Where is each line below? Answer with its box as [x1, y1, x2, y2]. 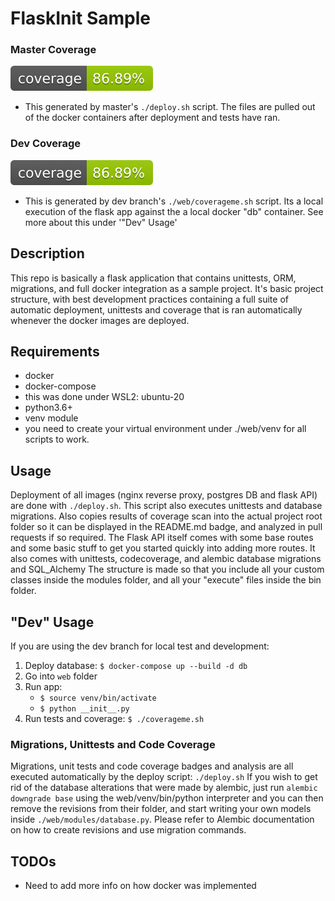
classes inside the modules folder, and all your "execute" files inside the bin [10, 574, 322, 586]
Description [10, 245, 85, 262]
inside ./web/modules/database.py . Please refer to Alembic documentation [10, 813, 315, 826]
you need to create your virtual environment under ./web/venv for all [24, 423, 307, 435]
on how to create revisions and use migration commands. [10, 824, 247, 836]
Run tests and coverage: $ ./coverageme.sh [24, 713, 205, 725]
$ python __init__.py [39, 704, 130, 714]
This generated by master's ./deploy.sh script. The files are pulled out [24, 101, 316, 113]
